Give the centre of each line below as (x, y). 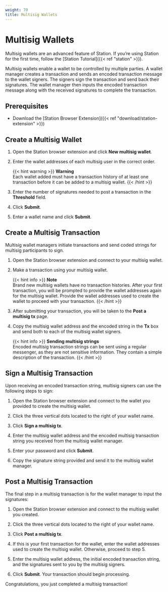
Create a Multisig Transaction (53, 233)
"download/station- (137, 118)
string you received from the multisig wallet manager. (68, 441)
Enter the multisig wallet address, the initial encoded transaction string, (86, 559)
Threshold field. (29, 197)
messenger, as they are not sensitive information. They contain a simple (87, 352)
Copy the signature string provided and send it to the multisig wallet (83, 460)
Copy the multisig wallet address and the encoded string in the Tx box (86, 326)
